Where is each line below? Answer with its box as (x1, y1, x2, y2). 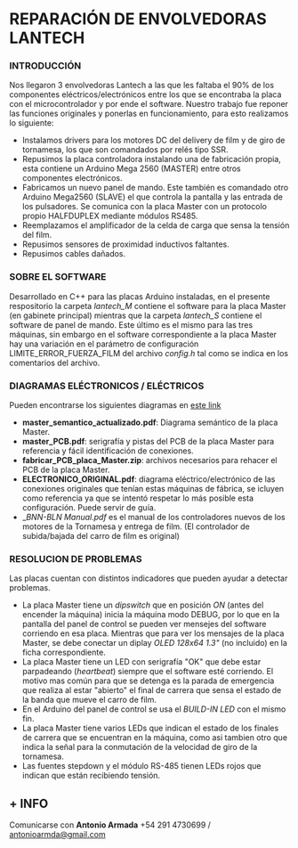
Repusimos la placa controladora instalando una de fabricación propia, (21, 154, 282, 165)
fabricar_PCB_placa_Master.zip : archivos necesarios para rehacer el (21, 455, 278, 466)
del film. (21, 230, 52, 241)
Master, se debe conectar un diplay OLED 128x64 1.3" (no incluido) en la (21, 638, 287, 648)
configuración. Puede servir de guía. (21, 502, 157, 513)
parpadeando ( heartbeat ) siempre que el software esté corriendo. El (21, 666, 274, 677)
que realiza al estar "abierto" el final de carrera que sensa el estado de (21, 685, 282, 696)
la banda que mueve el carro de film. (21, 695, 157, 705)
